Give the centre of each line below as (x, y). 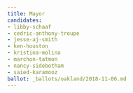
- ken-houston (28, 46)
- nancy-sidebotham (36, 66)
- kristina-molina (34, 53)
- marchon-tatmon (33, 59)
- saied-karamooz (33, 72)
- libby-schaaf (29, 27)
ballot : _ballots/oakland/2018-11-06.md (67, 79)
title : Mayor (26, 14)
